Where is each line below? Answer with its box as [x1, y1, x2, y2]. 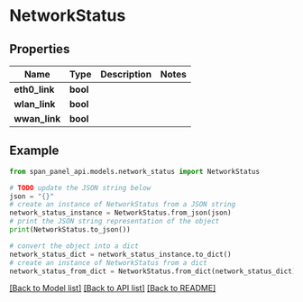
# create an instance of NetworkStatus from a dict [9, 258, 207, 267]
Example [9, 143, 60, 159]
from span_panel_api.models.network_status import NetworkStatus [9, 167, 260, 176]
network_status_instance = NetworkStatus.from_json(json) [9, 208, 232, 217]
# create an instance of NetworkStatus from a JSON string [9, 200, 236, 209]
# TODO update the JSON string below [9, 183, 151, 192]
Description [100, 69, 151, 80]
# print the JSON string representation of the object [9, 217, 220, 226]
